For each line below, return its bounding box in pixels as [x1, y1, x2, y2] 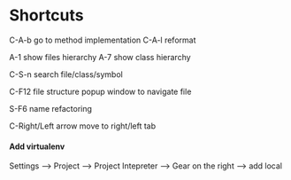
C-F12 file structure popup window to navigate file [9, 86, 192, 97]
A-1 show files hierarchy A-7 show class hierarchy [9, 51, 192, 62]
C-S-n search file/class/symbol [9, 68, 124, 80]
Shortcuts [9, 5, 84, 26]
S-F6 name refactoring [9, 103, 93, 113]
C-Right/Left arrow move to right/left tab [9, 121, 157, 131]
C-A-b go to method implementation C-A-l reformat [9, 35, 196, 45]
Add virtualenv [9, 141, 65, 152]
